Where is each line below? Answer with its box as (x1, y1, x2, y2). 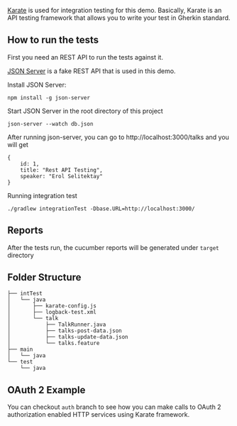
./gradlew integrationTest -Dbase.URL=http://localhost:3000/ (7, 205, 195, 212)
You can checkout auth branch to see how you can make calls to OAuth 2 (7, 403, 221, 411)
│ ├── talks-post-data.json (7, 327, 122, 334)
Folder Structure (7, 271, 82, 283)
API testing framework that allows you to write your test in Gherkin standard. (7, 13, 231, 22)
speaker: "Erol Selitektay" (20, 173, 103, 180)
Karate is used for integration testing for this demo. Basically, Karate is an (7, 6, 222, 14)
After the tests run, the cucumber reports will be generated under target (7, 243, 219, 251)
